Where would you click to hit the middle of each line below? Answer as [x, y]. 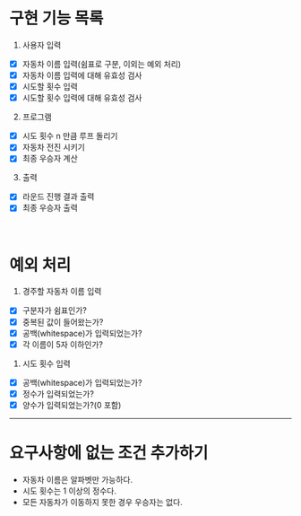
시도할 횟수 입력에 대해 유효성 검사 [82, 98]
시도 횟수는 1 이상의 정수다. [69, 491]
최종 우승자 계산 [50, 159]
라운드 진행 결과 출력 [58, 197]
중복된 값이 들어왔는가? [63, 322]
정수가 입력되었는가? [58, 394]
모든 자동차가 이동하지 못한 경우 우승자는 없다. [103, 502]
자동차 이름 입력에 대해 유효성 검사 [82, 75]
